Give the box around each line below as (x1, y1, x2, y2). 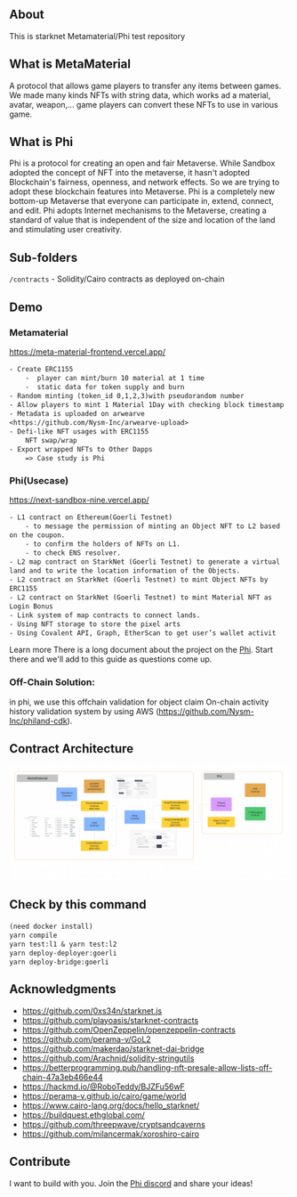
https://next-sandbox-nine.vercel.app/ (9, 494, 149, 506)
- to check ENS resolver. (25, 549, 122, 558)
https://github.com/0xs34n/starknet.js (21, 1006, 163, 1016)
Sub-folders (9, 249, 78, 265)
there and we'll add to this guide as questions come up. (9, 654, 213, 664)
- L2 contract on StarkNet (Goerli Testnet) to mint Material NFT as (9, 593, 273, 602)
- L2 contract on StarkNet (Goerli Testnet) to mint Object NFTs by (9, 575, 269, 584)
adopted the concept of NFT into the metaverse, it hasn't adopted (9, 167, 251, 178)
